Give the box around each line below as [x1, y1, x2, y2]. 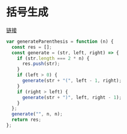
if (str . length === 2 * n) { [17, 55, 90, 61]
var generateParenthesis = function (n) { [6, 38, 114, 44]
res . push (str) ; [22, 61, 61, 67]
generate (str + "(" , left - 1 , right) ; [22, 78, 122, 84]
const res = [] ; [11, 44, 52, 50]
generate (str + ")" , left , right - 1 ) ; [22, 94, 122, 100]
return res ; [11, 117, 42, 123]
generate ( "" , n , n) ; [11, 111, 63, 117]
